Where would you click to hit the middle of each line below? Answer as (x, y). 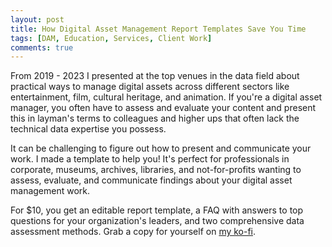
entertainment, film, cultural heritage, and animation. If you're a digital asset (166, 97)
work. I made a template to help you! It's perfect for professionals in (150, 159)
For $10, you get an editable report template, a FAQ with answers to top (157, 210)
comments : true (42, 47)
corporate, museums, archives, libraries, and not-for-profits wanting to (156, 170)
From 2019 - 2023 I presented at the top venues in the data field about (155, 76)
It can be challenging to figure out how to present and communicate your (161, 148)
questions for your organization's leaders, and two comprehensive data (157, 221)
